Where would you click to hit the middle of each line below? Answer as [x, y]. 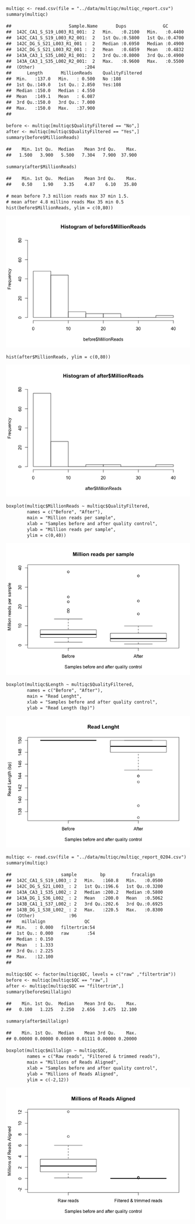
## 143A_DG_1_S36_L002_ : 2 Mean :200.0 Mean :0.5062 [85, 898]
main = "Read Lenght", [55, 696]
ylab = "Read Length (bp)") [61, 708]
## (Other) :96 [41, 916]
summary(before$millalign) [39, 992]
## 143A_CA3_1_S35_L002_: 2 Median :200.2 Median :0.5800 [85, 892]
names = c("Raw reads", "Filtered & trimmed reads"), [94, 1056]
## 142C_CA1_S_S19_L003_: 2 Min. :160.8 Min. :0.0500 [85, 880]
